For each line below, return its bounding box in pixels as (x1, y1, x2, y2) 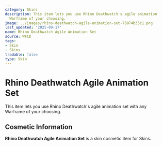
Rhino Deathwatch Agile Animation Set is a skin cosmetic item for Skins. (5, 136, 152, 141)
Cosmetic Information (5, 123, 73, 131)
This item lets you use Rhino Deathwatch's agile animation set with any (5, 103, 147, 109)
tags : (5, 39, 16, 44)
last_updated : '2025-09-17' (5, 25, 62, 30)
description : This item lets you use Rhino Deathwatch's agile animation (5, 12, 158, 16)
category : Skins (5, 7, 38, 12)
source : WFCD (5, 34, 32, 39)
